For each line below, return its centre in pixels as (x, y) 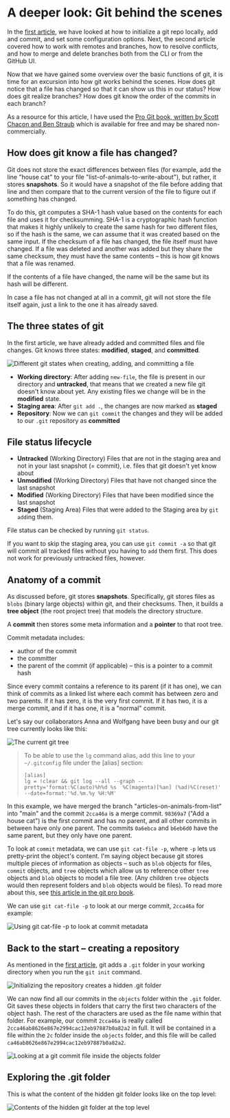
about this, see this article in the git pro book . (71, 892)
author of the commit (47, 651)
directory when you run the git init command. (74, 972)
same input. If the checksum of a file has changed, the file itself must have (113, 241)
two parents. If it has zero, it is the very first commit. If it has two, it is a (107, 701)
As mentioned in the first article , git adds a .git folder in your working (106, 965)
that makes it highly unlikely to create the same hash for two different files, (113, 227)
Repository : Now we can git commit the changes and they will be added (120, 413)
